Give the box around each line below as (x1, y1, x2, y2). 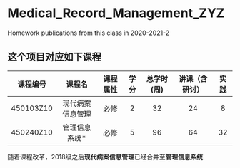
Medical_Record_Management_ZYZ (7, 5, 225, 21)
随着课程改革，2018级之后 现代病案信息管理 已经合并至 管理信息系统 (7, 152, 204, 161)
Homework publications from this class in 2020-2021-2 (7, 28, 170, 37)
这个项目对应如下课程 (7, 51, 101, 63)
